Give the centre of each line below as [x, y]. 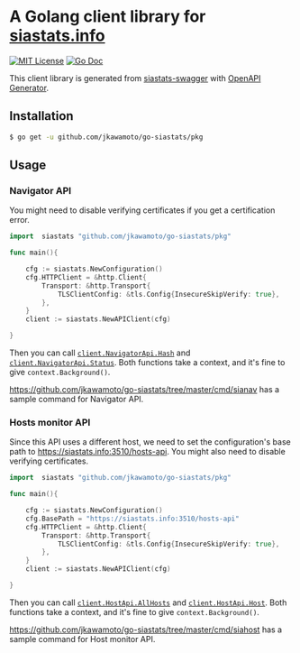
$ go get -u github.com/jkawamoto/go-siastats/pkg [106, 137]
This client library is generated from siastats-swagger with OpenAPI [135, 78]
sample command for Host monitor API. [82, 639]
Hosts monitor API [50, 422]
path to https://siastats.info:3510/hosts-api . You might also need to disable [147, 452]
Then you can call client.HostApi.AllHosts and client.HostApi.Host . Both [148, 602]
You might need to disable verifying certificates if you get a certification [142, 210]
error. [19, 220]
